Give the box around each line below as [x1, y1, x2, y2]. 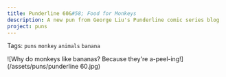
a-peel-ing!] [149, 55, 184, 63]
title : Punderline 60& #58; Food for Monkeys [7, 10, 137, 17]
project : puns [7, 23, 48, 30]
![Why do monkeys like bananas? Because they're [7, 55, 148, 63]
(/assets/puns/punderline [7, 63, 79, 71]
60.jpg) [80, 63, 101, 71]
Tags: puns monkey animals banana [7, 42, 101, 50]
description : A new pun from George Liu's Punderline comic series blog [7, 16, 220, 23]
